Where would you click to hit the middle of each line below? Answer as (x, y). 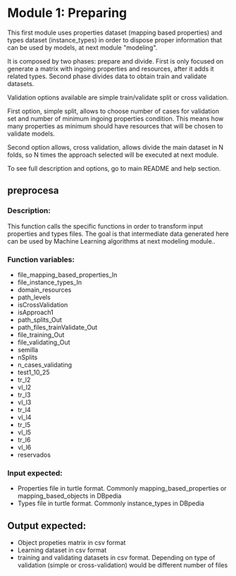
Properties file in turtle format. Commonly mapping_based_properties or (122, 488)
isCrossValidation (43, 304)
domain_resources (44, 289)
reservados (34, 455)
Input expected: (35, 473)
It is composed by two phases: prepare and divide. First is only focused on (116, 61)
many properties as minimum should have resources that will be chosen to (115, 126)
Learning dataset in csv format (62, 550)
